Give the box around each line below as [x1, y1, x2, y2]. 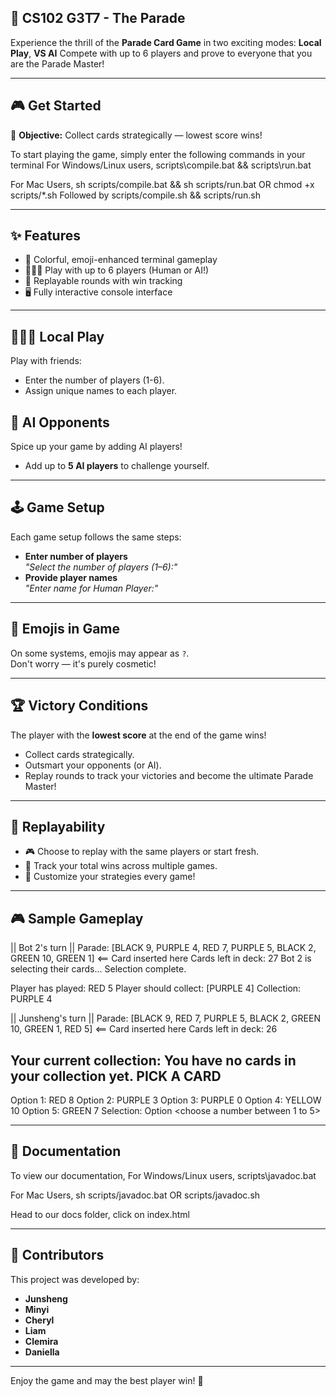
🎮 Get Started [10, 97, 102, 115]
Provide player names [24, 571, 118, 583]
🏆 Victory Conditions [10, 697, 149, 715]
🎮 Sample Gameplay [10, 910, 144, 927]
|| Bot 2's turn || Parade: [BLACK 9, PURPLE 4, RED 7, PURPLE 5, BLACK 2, [10, 942, 317, 954]
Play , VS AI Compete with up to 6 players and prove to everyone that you [10, 47, 313, 59]
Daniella [24, 1346, 60, 1358]
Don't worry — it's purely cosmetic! [10, 657, 157, 670]
